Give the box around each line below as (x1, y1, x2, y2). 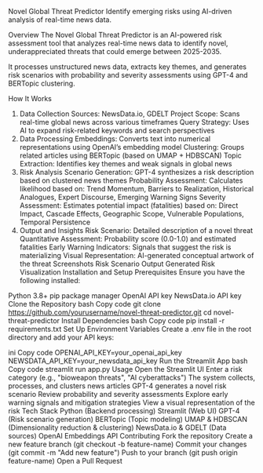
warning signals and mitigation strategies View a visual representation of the (8, 398, 255, 407)
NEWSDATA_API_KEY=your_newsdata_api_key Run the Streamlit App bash (8, 356, 248, 366)
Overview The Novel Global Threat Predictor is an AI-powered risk (8, 31, 222, 39)
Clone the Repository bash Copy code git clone (8, 300, 161, 308)
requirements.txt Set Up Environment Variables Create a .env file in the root (8, 325, 252, 333)
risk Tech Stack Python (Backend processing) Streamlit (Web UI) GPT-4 (8, 406, 240, 415)
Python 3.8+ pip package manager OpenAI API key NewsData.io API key (8, 291, 242, 300)
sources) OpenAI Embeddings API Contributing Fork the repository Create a (8, 431, 254, 440)
